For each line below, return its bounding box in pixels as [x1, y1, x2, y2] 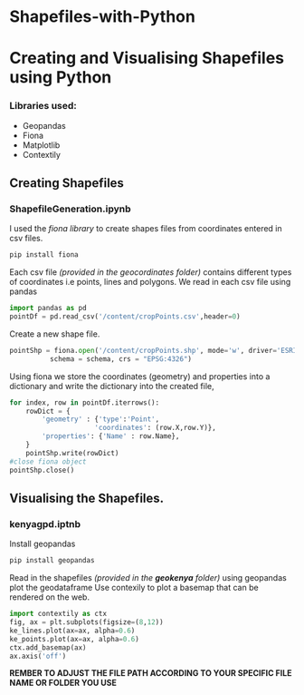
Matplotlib [22, 139, 61, 151]
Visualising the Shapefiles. [9, 491, 165, 505]
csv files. [9, 233, 43, 244]
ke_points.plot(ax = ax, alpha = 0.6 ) [9, 634, 140, 643]
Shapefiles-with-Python [9, 6, 196, 27]
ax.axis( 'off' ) [9, 651, 67, 661]
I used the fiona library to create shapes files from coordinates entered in [9, 223, 282, 234]
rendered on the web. [9, 592, 90, 602]
